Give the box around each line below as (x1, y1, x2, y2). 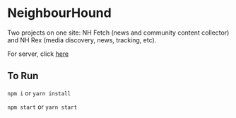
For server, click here (7, 49, 69, 58)
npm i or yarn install (7, 88, 71, 97)
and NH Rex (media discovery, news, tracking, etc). (7, 35, 157, 44)
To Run (7, 70, 39, 82)
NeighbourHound (7, 5, 112, 21)
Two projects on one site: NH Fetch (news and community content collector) (7, 28, 230, 37)
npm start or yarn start (7, 102, 78, 111)
